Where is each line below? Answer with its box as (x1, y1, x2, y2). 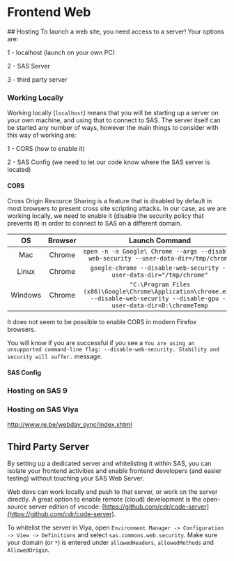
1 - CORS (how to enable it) (7, 145, 86, 153)
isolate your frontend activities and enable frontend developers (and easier (7, 467, 221, 475)
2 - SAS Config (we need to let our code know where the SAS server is (7, 158, 210, 166)
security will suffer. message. (7, 352, 103, 360)
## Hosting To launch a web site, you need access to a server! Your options (7, 27, 224, 36)
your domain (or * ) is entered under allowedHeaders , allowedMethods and (7, 539, 214, 547)
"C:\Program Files (130, 281, 191, 289)
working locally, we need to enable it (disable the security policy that (7, 212, 204, 220)
